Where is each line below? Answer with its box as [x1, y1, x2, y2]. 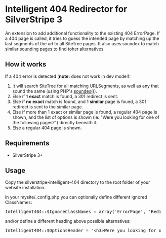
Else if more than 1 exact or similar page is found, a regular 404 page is [12, 109, 157, 115]
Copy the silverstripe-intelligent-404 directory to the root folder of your [5, 179, 150, 185]
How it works [5, 60, 46, 68]
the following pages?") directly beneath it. [12, 119, 98, 125]
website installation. [5, 185, 46, 191]
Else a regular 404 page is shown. [12, 125, 82, 131]
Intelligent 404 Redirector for [5, 3, 127, 15]
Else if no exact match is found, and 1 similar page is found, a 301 [12, 99, 147, 104]
